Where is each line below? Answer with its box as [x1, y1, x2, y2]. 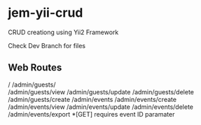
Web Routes [8, 61, 62, 74]
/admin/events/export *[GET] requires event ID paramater [8, 110, 175, 118]
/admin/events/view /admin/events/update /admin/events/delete [8, 103, 194, 111]
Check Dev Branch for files [8, 41, 86, 50]
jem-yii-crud [8, 5, 83, 21]
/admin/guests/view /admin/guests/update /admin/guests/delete [8, 87, 195, 96]
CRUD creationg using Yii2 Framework [8, 28, 119, 36]
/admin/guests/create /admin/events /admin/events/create [8, 95, 177, 103]
